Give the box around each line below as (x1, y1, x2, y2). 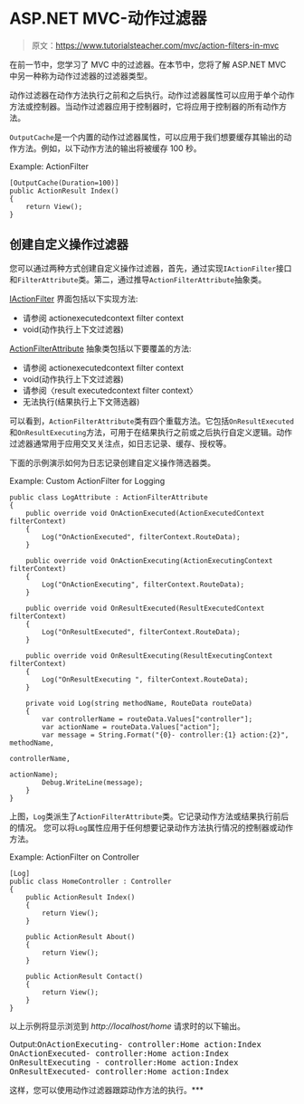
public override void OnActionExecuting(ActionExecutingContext (25, 556, 273, 566)
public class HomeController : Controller (9, 877, 172, 886)
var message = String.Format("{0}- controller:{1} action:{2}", (42, 730, 290, 739)
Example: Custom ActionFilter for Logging (9, 475, 166, 486)
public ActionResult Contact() (25, 972, 144, 981)
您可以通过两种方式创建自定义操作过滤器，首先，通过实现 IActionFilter (9, 262, 277, 273)
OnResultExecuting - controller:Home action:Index (9, 1057, 239, 1068)
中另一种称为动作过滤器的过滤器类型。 (9, 70, 152, 81)
